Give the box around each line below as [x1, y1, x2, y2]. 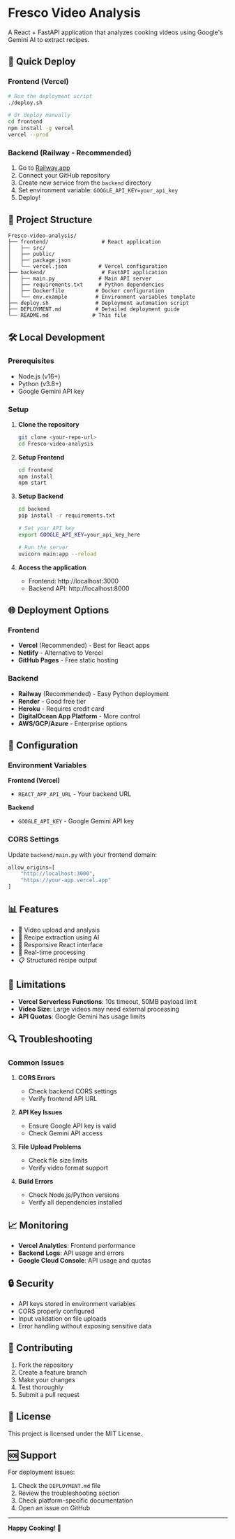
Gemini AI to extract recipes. [8, 35, 90, 43]
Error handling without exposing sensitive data [17, 1322, 152, 1330]
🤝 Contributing [8, 1342, 73, 1354]
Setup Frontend [17, 453, 65, 461]
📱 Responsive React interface [17, 940, 103, 949]
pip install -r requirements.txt [17, 512, 116, 519]
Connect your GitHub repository [17, 171, 110, 180]
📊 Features [8, 904, 59, 916]
